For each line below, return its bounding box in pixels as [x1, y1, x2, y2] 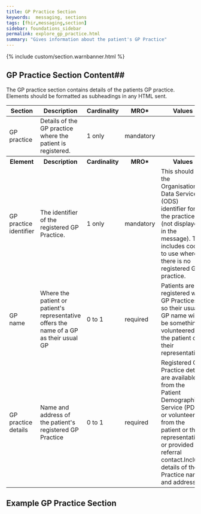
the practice [160, 212, 195, 220]
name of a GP [39, 326, 79, 335]
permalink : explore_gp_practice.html [6, 31, 100, 37]
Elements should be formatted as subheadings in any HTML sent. [6, 92, 167, 99]
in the [160, 227, 177, 235]
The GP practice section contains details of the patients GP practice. [6, 86, 175, 93]
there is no [160, 256, 191, 265]
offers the [39, 319, 68, 327]
